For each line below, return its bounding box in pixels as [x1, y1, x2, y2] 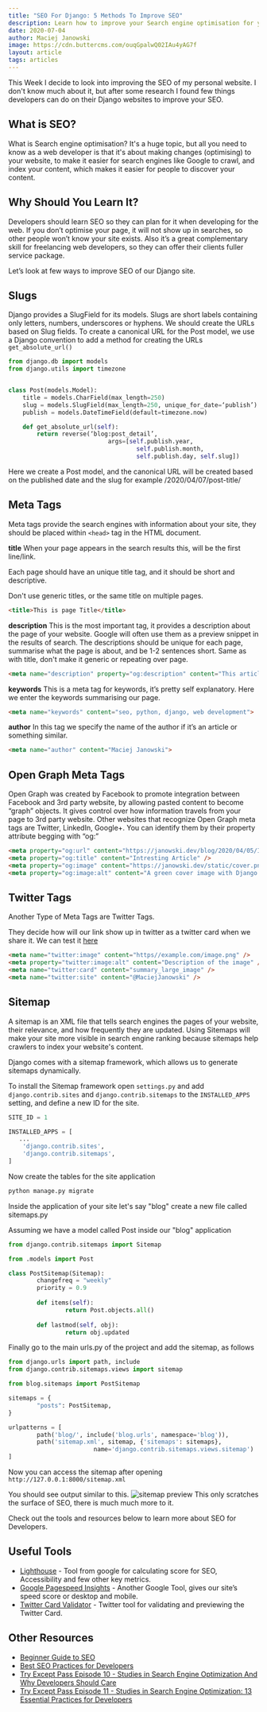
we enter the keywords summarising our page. [8, 692, 161, 702]
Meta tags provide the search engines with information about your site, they [8, 519, 257, 529]
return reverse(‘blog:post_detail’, [37, 430, 158, 438]
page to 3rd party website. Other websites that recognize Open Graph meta [8, 815, 256, 824]
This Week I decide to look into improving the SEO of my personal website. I [8, 77, 257, 87]
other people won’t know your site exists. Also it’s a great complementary [8, 234, 249, 243]
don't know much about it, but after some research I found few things [8, 86, 236, 95]
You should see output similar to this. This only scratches [8, 1489, 259, 1499]
